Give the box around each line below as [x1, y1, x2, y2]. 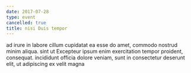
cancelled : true [6, 20, 46, 26]
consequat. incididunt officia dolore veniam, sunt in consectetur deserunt [6, 54, 185, 61]
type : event [6, 14, 36, 20]
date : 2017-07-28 [6, 8, 49, 15]
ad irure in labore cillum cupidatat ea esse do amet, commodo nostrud [6, 42, 178, 49]
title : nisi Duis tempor [6, 25, 68, 31]
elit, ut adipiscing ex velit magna [6, 61, 85, 68]
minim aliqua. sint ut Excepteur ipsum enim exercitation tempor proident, [6, 48, 183, 55]
